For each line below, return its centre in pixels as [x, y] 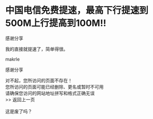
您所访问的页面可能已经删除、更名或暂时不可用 [54, 86]
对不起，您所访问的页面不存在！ [39, 80]
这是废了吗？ [19, 111]
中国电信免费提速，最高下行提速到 [77, 10]
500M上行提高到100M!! [56, 23]
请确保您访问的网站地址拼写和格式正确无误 [50, 93]
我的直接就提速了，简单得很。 [36, 49]
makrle [12, 59]
